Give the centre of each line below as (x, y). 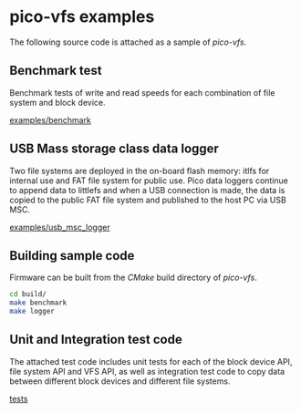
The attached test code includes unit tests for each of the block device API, (151, 361)
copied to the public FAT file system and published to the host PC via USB (148, 200)
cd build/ (28, 294)
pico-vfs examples (82, 17)
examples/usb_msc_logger (60, 227)
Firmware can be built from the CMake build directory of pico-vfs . (133, 278)
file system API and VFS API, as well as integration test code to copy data (147, 371)
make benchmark (38, 303)
